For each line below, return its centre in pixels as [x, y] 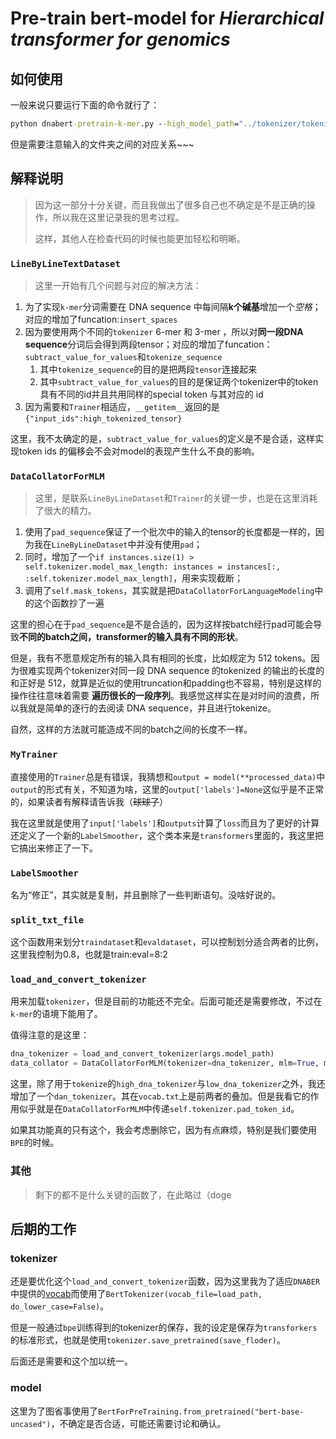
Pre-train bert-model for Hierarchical [167, 18]
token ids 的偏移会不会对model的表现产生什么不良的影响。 [139, 451]
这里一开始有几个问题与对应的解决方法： [118, 285]
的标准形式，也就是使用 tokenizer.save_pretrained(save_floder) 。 [148, 1340]
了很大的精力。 [65, 511]
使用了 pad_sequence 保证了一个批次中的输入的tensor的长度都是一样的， [170, 532]
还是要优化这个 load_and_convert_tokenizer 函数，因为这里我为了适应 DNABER [165, 1281]
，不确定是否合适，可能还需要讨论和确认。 [138, 1423]
